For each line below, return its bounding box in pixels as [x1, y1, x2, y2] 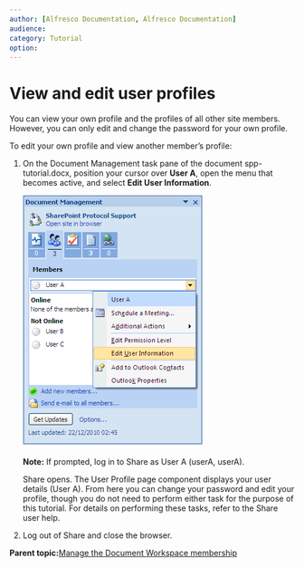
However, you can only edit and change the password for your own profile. [9, 123, 288, 134]
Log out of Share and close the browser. [22, 530, 173, 541]
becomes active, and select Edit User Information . [22, 178, 212, 188]
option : [9, 43, 39, 53]
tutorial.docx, [22, 168, 72, 178]
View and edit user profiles [9, 83, 216, 104]
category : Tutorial [9, 34, 83, 43]
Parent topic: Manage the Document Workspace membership [9, 548, 238, 559]
